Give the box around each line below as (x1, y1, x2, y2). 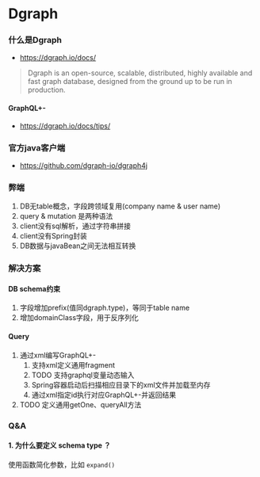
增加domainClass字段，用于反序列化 (19, 313, 139, 322)
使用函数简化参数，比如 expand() (8, 460, 116, 469)
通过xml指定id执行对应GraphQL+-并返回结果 (31, 390, 177, 399)
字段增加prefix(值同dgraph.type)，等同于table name (19, 303, 190, 313)
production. (27, 85, 66, 95)
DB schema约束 (8, 284, 61, 293)
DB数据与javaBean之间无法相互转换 (19, 241, 136, 250)
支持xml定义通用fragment (31, 360, 116, 369)
